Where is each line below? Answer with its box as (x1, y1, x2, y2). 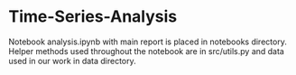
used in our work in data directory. (8, 55, 136, 66)
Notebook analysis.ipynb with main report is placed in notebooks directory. (8, 36, 288, 47)
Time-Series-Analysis (8, 6, 178, 27)
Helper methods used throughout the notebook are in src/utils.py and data (8, 45, 285, 56)
